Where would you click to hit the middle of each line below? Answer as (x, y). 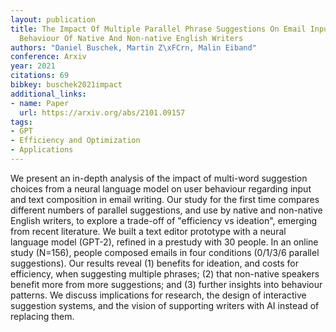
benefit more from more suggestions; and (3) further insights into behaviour (166, 284)
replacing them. (42, 316)
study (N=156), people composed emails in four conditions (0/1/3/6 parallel (165, 252)
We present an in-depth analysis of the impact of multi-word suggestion (159, 178)
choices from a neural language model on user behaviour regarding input (161, 188)
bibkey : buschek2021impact (66, 85)
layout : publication (53, 19)
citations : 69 (40, 76)
